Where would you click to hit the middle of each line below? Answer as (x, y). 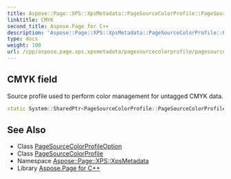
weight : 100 (24, 45)
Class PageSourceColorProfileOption (69, 146)
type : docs (23, 39)
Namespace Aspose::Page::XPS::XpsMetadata (83, 161)
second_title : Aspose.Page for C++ (58, 26)
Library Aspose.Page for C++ (59, 168)
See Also (26, 130)
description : (26, 33)
